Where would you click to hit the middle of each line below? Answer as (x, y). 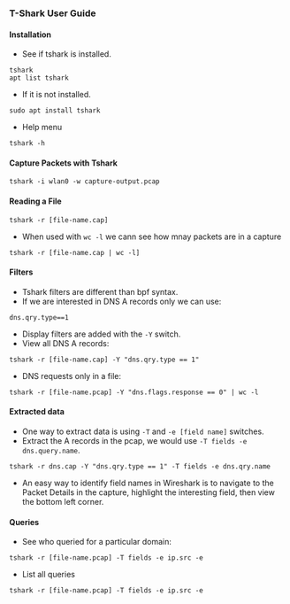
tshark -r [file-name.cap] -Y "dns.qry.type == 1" (104, 360)
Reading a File (35, 201)
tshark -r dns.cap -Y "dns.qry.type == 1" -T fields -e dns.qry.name (140, 466)
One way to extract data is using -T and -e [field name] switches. (143, 431)
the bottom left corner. (63, 501)
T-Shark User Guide (53, 13)
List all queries (48, 575)
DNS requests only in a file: (72, 376)
